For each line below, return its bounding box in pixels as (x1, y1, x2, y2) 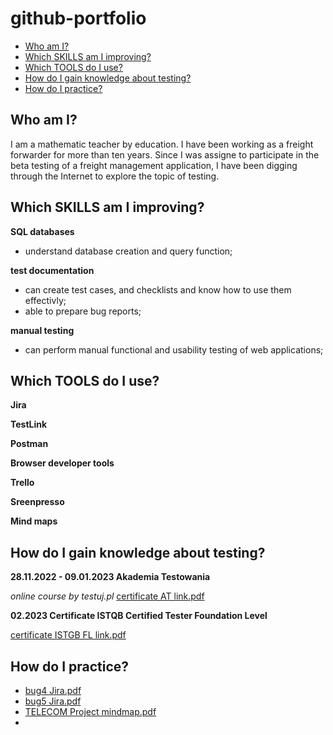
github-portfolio (10, 7, 147, 30)
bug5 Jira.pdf (24, 695, 82, 707)
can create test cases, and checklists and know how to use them (24, 283, 292, 296)
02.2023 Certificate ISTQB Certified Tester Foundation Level (10, 610, 268, 622)
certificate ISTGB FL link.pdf (10, 629, 127, 641)
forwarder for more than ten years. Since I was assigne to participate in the (10, 148, 320, 161)
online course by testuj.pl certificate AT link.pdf (10, 590, 205, 602)
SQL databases (10, 225, 75, 237)
